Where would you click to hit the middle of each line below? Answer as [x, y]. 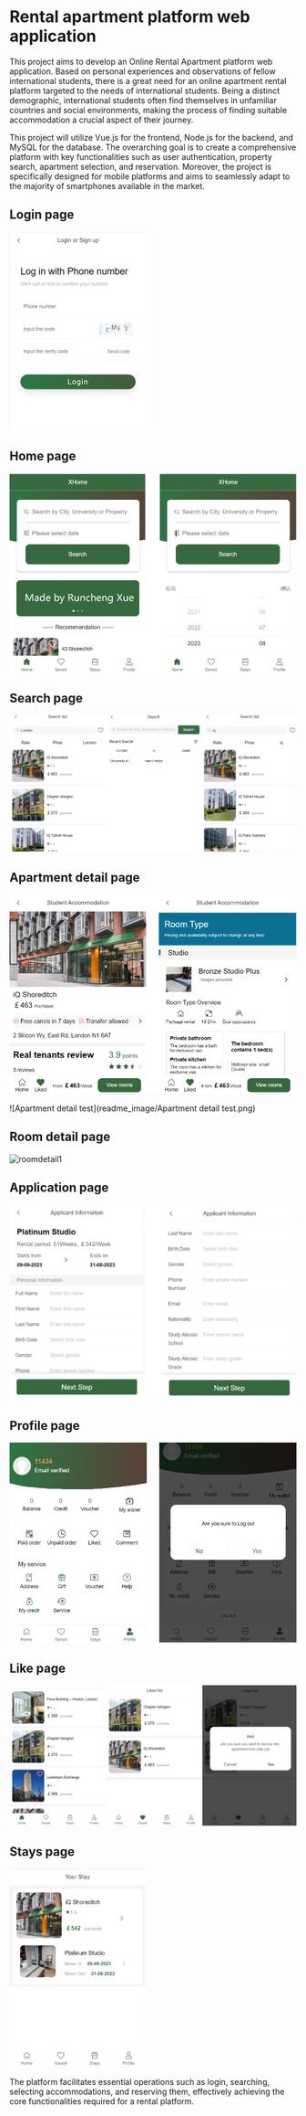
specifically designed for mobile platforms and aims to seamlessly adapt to [150, 176]
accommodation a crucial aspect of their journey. [102, 120]
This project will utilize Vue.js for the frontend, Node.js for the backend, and [152, 137]
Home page [43, 456]
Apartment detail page [75, 878]
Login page [42, 215]
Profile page [45, 1426]
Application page [59, 1188]
